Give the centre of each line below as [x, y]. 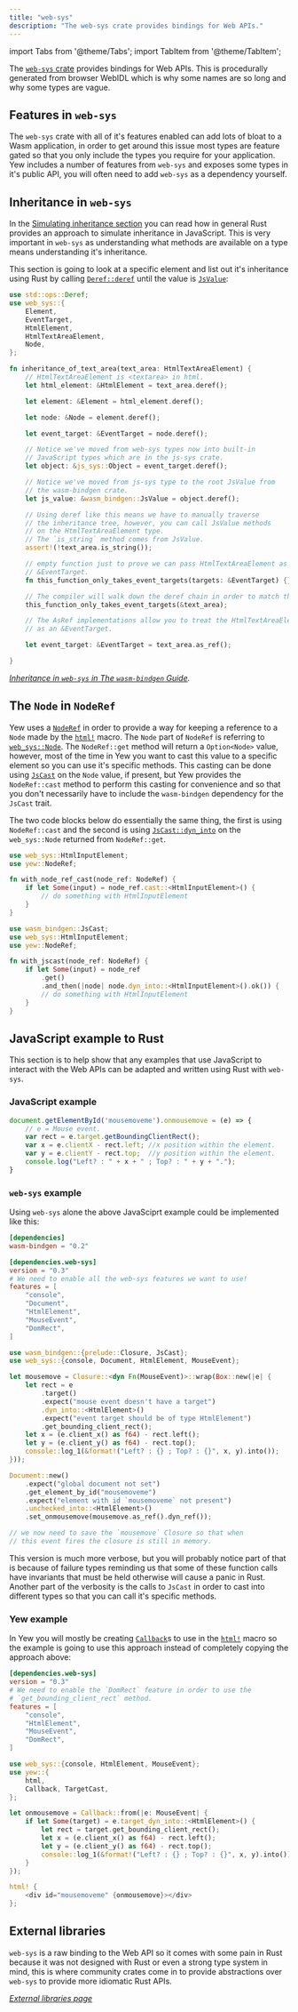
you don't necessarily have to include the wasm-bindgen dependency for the [146, 793]
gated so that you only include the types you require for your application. [142, 156]
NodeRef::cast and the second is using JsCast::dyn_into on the [125, 830]
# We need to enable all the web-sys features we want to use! [129, 1279]
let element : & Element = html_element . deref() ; [114, 401]
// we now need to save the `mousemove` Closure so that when [126, 1533]
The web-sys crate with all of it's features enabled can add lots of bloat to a [145, 136]
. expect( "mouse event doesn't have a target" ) [129, 1401]
